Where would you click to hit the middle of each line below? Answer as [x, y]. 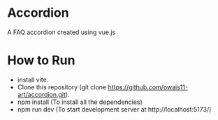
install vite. [33, 80]
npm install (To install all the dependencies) [80, 102]
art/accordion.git [42, 94]
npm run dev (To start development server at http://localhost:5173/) [114, 109]
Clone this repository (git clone [62, 87]
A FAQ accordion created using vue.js [61, 32]
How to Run [41, 60]
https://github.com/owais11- [148, 87]
